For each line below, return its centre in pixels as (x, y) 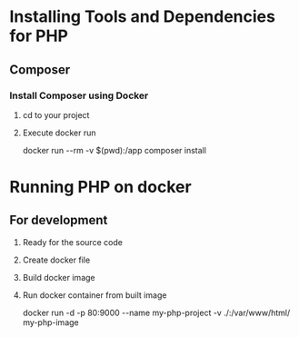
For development (59, 220)
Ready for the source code (72, 242)
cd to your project (56, 114)
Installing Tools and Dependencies (142, 17)
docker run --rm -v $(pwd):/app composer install (115, 150)
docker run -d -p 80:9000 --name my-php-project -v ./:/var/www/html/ (156, 312)
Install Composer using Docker (79, 95)
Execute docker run (60, 133)
